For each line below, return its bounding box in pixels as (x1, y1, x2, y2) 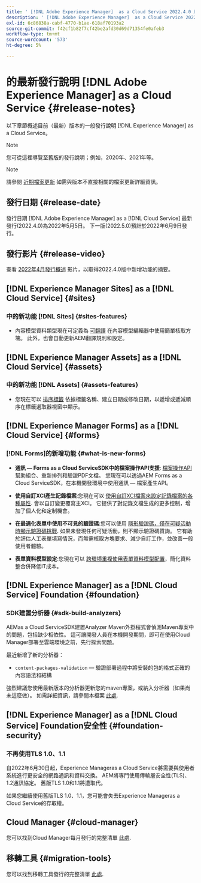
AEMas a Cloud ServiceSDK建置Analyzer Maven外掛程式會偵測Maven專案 (6, 624, 189, 631)
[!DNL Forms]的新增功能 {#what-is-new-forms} (6, 449, 147, 458)
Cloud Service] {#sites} (6, 293, 96, 303)
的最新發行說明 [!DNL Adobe (6, 76, 148, 89)
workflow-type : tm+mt (6, 31, 60, 37)
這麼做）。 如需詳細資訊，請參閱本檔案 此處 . (11, 692, 118, 699)
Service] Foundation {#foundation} (6, 589, 140, 599)
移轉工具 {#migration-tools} (6, 854, 112, 864)
